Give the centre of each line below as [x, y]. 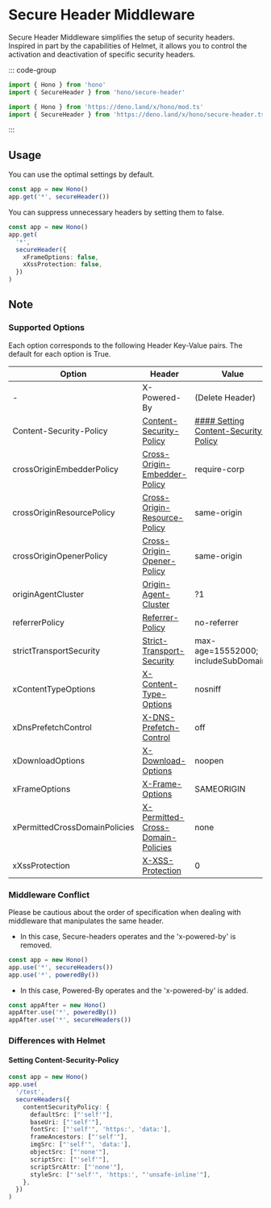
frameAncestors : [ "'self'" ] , [79, 1137]
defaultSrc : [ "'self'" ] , [71, 1114]
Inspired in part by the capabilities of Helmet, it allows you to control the [128, 45]
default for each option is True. [60, 353]
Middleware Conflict [49, 895]
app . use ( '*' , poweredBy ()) [54, 975]
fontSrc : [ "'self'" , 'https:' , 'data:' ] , [100, 1130]
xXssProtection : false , [63, 265]
